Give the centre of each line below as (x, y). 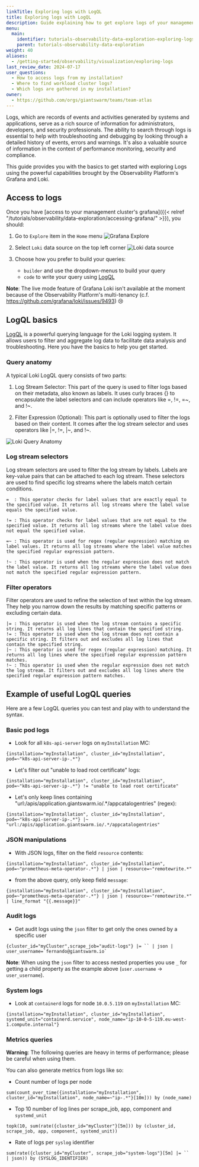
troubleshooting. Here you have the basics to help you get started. (87, 347)
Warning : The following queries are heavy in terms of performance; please (98, 1052)
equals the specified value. (42, 510)
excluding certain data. (34, 613)
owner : (14, 95)
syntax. (15, 715)
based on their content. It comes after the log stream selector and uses (101, 423)
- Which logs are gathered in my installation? (71, 89)
